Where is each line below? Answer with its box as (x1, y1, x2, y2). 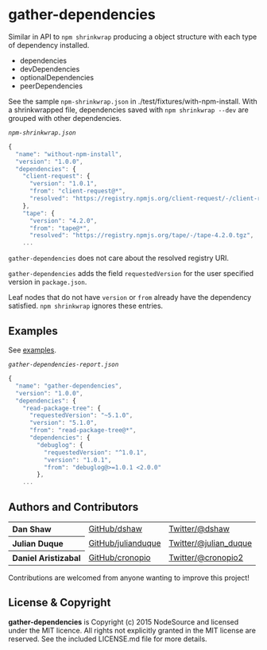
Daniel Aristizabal (12, 552, 81, 563)
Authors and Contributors (8, 500, 139, 514)
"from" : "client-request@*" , (29, 187, 126, 196)
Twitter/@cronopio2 (168, 551, 244, 562)
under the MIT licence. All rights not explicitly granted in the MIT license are (8, 625, 257, 635)
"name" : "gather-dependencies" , (15, 382, 123, 390)
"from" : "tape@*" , (29, 224, 91, 232)
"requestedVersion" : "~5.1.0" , (29, 411, 133, 419)
